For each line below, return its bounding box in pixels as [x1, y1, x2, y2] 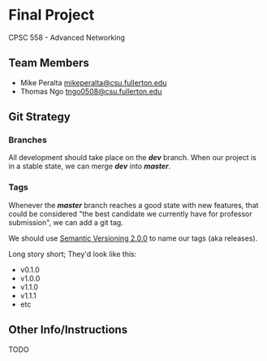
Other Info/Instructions [8, 323, 128, 337]
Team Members [8, 56, 89, 70]
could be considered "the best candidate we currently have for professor [8, 209, 253, 219]
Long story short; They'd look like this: [8, 249, 137, 259]
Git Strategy [8, 110, 71, 124]
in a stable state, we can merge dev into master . [8, 161, 171, 172]
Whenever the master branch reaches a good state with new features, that [8, 200, 259, 210]
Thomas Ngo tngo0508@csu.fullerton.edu [19, 86, 162, 96]
